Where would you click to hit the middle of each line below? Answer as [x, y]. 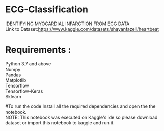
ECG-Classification [47, 9]
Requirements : [38, 50]
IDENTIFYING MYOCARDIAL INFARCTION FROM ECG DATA [67, 24]
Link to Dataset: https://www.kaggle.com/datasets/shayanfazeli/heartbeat [82, 29]
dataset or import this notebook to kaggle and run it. [60, 123]
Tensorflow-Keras [24, 91]
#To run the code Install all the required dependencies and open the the [80, 106]
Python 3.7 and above [28, 64]
